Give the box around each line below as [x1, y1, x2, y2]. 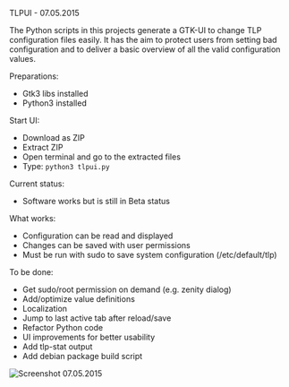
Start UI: [9, 116, 40, 125]
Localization [21, 304, 68, 314]
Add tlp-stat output [21, 341, 93, 352]
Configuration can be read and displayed [21, 230, 174, 241]
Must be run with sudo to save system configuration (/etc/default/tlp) [21, 250, 277, 260]
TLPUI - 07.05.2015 [9, 8, 80, 18]
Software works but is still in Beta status [21, 196, 170, 206]
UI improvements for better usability [21, 331, 156, 342]
